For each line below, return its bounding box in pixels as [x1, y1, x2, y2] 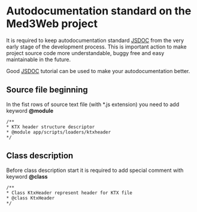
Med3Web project [6, 17, 98, 31]
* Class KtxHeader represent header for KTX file [6, 190, 133, 196]
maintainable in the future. [6, 56, 71, 63]
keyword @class [6, 172, 48, 180]
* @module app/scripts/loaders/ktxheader [6, 129, 111, 135]
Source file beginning [6, 85, 88, 95]
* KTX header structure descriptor [6, 124, 95, 130]
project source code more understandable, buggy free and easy [6, 49, 165, 56]
